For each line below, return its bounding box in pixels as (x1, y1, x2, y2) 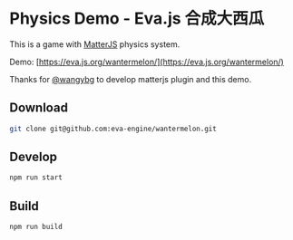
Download (9, 101, 68, 116)
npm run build (9, 223, 63, 232)
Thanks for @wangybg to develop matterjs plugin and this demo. (9, 73, 252, 84)
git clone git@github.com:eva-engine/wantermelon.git (9, 124, 218, 133)
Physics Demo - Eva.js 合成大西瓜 (9, 8, 265, 29)
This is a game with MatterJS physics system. (9, 38, 181, 50)
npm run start (9, 173, 63, 182)
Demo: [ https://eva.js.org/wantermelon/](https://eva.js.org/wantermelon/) (9, 56, 284, 67)
